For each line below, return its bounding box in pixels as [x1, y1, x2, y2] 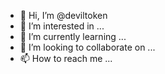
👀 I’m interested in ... [19, 20, 105, 32]
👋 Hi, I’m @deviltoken [19, 10, 108, 21]
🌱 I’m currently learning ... [19, 31, 127, 42]
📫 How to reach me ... [19, 53, 113, 64]
